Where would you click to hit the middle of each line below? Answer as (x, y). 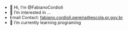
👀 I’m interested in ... (30, 12)
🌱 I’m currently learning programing (45, 22)
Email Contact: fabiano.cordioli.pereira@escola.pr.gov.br (66, 17)
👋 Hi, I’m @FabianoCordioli (36, 7)
